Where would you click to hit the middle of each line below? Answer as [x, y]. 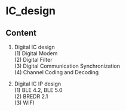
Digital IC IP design [38, 84]
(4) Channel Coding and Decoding [56, 72]
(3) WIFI [24, 103]
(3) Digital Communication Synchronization [67, 66]
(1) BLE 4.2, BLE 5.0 [39, 90]
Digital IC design [34, 47]
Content [21, 33]
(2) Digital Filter [33, 60]
